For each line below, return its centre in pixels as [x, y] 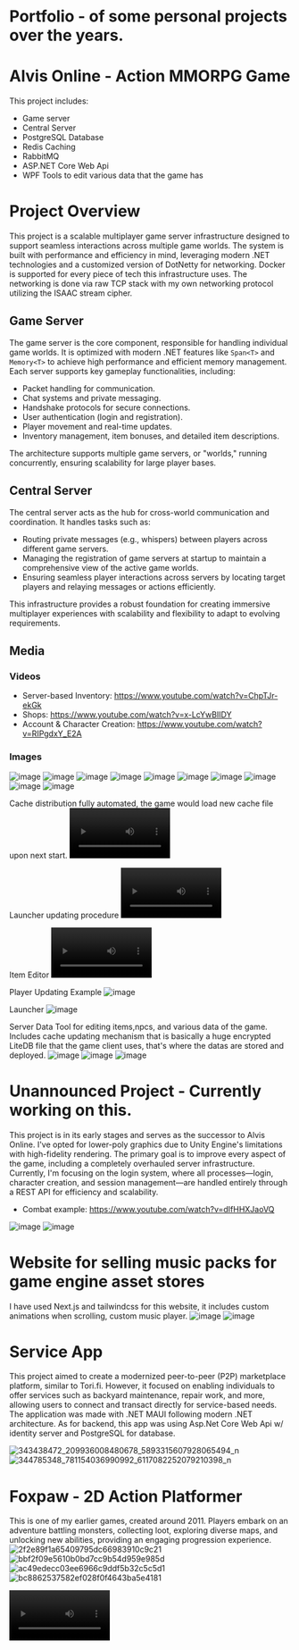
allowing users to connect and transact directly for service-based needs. [143, 1405]
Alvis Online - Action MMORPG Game [150, 76]
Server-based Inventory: [67, 696]
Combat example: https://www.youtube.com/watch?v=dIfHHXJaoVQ [148, 1209]
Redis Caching [49, 147]
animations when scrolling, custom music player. [99, 1316]
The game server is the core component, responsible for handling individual [149, 342]
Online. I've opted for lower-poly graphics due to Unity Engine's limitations [146, 1144]
